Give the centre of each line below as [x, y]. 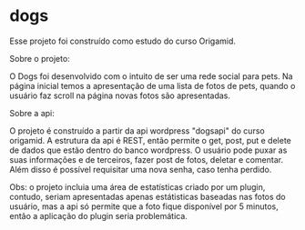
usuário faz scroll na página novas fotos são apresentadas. [120, 95]
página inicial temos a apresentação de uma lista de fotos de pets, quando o [152, 85]
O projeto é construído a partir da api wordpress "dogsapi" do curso [137, 130]
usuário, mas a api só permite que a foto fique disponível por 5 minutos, [144, 206]
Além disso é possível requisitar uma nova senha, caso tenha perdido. [141, 169]
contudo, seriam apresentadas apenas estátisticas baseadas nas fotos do [148, 196]
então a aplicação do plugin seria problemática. [99, 215]
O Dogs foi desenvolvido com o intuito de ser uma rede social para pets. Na [151, 76]
